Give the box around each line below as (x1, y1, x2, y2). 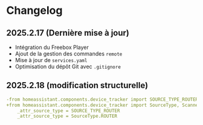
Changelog (6, 4, 63, 18)
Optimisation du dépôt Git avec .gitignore (14, 63, 121, 70)
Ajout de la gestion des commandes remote (14, 50, 123, 57)
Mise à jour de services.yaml (14, 57, 88, 63)
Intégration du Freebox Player (14, 43, 89, 51)
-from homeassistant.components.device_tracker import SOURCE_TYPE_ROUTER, (6, 96, 201, 103)
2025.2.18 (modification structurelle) (6, 80, 149, 91)
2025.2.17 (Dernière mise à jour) (6, 28, 130, 38)
